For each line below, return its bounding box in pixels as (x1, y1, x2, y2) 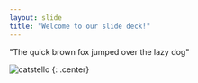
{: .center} (51, 64, 90, 75)
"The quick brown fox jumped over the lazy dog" (9, 46, 190, 57)
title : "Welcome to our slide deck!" (9, 22, 151, 31)
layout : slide (9, 13, 63, 23)
